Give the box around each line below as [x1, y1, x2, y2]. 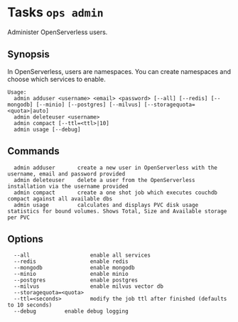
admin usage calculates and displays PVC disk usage [13, 201, 199, 208]
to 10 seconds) [7, 301, 53, 309]
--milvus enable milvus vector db [13, 283, 163, 290]
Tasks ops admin [7, 4, 104, 21]
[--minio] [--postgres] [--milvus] [36, 101, 141, 108]
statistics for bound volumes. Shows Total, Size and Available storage [7, 208, 227, 215]
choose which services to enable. [7, 75, 106, 83]
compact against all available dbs [7, 195, 113, 203]
